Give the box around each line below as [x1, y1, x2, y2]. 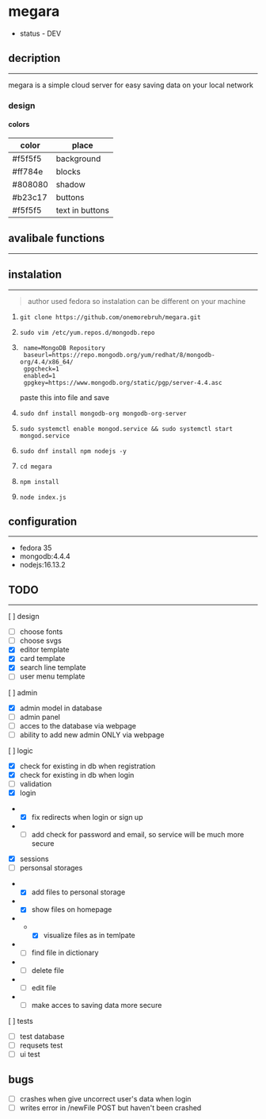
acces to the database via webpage [19, 721, 137, 730]
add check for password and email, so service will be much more [31, 830, 245, 840]
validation [19, 779, 52, 788]
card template [19, 654, 66, 663]
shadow [55, 179, 85, 190]
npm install [19, 478, 59, 486]
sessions [19, 854, 49, 863]
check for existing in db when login [19, 770, 135, 779]
